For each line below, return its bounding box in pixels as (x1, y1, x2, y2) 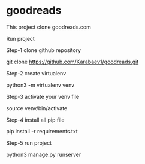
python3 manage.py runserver (6, 151, 81, 158)
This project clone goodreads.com (6, 23, 92, 31)
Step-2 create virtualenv (6, 69, 67, 77)
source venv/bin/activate (6, 104, 68, 111)
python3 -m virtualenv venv (6, 81, 75, 89)
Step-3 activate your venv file (6, 93, 80, 100)
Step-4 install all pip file (6, 116, 65, 123)
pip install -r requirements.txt (6, 127, 78, 135)
